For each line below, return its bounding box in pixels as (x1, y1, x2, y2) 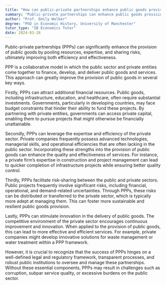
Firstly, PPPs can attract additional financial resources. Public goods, (5, 90, 145, 95)
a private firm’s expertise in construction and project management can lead (5, 157, 158, 163)
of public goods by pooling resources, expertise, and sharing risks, (5, 49, 142, 55)
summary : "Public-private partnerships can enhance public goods (5, 12, 142, 17)
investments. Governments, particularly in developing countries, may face (5, 100, 156, 106)
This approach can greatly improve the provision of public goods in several (5, 75, 158, 80)
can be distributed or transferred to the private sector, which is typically (5, 193, 152, 199)
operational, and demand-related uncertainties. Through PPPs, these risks (5, 188, 157, 193)
